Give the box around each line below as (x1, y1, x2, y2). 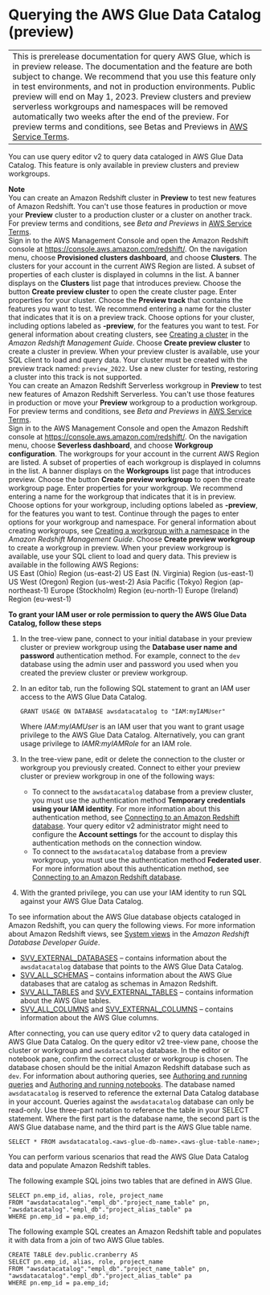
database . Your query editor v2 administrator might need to (31, 821, 229, 831)
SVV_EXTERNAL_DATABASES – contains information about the (19, 953, 227, 962)
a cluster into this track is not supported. (8, 372, 142, 382)
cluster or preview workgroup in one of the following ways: (19, 771, 215, 781)
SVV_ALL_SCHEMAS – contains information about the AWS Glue (19, 970, 233, 979)
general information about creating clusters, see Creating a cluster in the (8, 329, 249, 339)
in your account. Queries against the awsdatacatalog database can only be (8, 1097, 255, 1106)
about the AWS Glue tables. (19, 995, 112, 1005)
